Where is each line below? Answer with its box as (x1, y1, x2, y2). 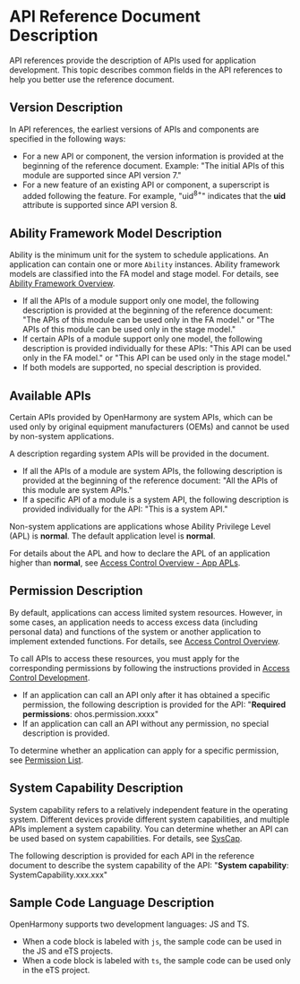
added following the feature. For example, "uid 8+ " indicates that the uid (21, 188, 287, 201)
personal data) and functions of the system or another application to (9, 626, 261, 637)
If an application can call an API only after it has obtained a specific (21, 689, 270, 700)
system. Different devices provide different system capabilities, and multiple (9, 814, 290, 824)
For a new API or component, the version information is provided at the (21, 151, 285, 161)
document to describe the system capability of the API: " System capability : (9, 859, 289, 870)
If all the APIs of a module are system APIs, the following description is (21, 466, 283, 477)
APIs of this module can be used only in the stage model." (21, 324, 236, 335)
